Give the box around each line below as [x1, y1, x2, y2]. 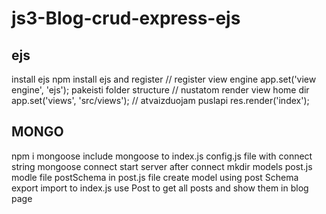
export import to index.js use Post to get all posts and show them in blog [11, 182, 309, 194]
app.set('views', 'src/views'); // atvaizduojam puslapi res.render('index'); [11, 95, 310, 106]
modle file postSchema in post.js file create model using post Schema [11, 171, 299, 183]
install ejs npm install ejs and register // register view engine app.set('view [11, 73, 317, 85]
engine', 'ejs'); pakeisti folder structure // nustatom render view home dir [11, 84, 310, 96]
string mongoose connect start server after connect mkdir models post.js [11, 160, 313, 172]
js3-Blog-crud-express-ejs [11, 7, 241, 30]
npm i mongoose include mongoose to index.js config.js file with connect [11, 150, 313, 162]
